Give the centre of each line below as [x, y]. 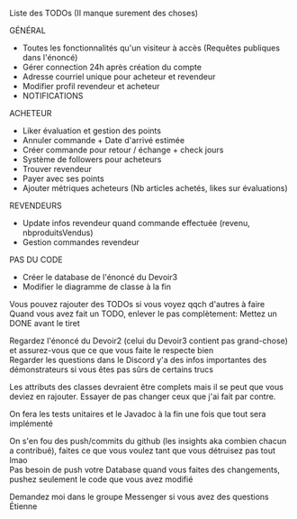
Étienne [23, 506]
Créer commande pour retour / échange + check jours [123, 150]
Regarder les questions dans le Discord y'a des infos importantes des [138, 360]
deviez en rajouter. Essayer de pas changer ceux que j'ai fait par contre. [143, 396]
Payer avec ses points [63, 178]
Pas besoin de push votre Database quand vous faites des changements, [145, 469]
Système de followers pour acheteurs [92, 159]
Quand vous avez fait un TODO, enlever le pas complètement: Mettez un [143, 314]
